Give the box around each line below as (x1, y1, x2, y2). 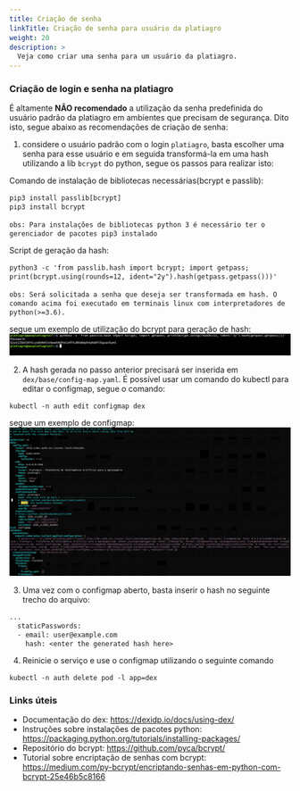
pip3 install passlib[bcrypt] (9, 194, 122, 203)
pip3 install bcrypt (9, 203, 87, 212)
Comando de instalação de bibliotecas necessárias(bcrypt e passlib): (9, 175, 264, 187)
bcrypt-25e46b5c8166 (21, 770, 105, 781)
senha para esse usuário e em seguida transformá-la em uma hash (21, 148, 270, 160)
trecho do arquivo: (21, 594, 91, 604)
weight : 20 (9, 33, 50, 42)
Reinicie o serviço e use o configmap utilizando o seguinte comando (21, 654, 274, 665)
